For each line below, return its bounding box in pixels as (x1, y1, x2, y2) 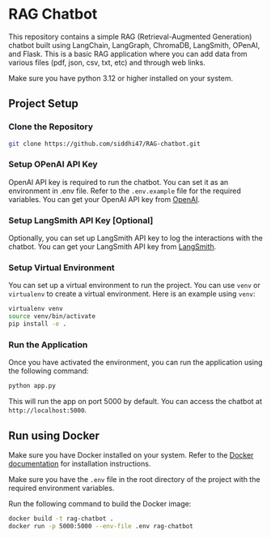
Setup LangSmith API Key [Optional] (8, 214, 154, 226)
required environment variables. (8, 484, 115, 493)
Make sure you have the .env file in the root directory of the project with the (8, 475, 260, 484)
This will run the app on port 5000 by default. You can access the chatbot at (8, 397, 263, 407)
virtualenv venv (8, 305, 63, 313)
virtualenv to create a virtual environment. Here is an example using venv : (8, 289, 256, 299)
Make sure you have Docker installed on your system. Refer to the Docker (8, 450, 254, 459)
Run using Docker (8, 428, 100, 442)
